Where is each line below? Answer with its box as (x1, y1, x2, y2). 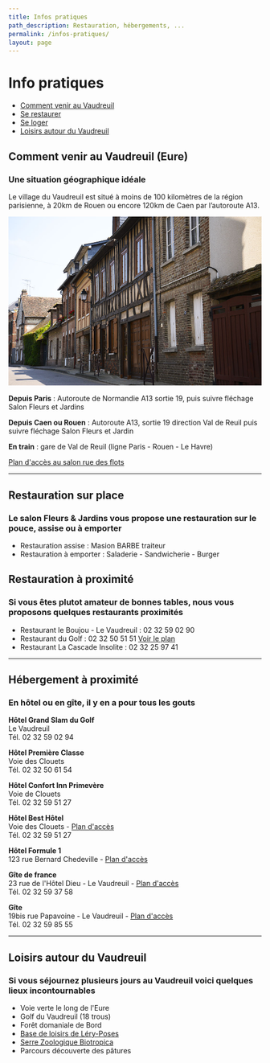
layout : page (8, 39, 52, 47)
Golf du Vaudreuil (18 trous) (19, 1012, 111, 1021)
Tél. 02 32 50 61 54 (8, 765, 72, 775)
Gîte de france (8, 870, 57, 880)
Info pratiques (8, 74, 104, 92)
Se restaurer (19, 109, 62, 119)
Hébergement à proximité (8, 672, 139, 687)
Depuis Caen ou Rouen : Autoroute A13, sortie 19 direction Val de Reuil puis (8, 418, 258, 428)
